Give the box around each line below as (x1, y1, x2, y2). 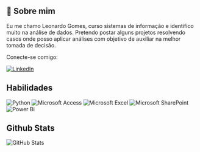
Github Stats (6, 123, 55, 134)
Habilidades (6, 83, 53, 93)
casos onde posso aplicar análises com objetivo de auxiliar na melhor (6, 35, 181, 43)
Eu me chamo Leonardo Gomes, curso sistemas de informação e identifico (6, 22, 194, 29)
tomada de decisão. (6, 41, 56, 49)
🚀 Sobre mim (6, 6, 56, 16)
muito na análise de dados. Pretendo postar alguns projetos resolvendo (6, 29, 186, 36)
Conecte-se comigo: (6, 53, 58, 61)
